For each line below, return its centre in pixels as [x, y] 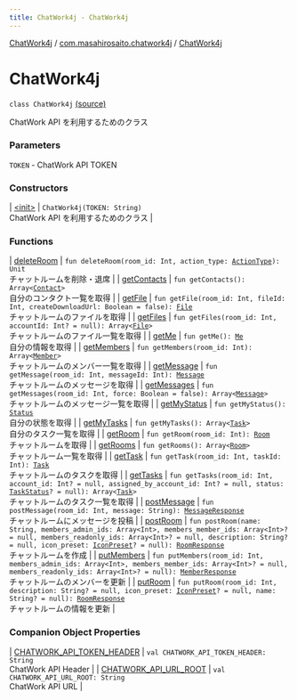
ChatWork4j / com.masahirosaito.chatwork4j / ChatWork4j [116, 43]
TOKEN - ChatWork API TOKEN [63, 165]
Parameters [35, 145]
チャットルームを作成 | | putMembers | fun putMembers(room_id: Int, [136, 555]
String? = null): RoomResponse [67, 599]
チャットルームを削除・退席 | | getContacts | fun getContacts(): [128, 279]
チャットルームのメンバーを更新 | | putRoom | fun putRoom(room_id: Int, [143, 582]
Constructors [39, 188]
